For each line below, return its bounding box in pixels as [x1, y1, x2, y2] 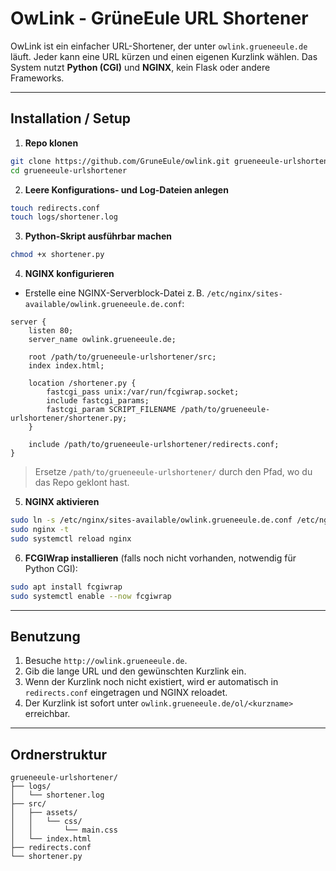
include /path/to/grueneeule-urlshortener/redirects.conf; [28, 440, 280, 450]
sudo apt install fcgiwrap [10, 582, 123, 592]
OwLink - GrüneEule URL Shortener [10, 7, 309, 30]
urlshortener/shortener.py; [10, 413, 128, 424]
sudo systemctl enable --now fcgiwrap [10, 591, 172, 601]
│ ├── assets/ [10, 808, 78, 818]
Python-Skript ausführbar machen [24, 230, 173, 242]
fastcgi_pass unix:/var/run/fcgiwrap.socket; [46, 387, 240, 397]
